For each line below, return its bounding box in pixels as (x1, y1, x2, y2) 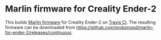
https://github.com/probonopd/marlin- (76, 24, 154, 30)
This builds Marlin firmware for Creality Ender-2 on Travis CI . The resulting (5, 19, 156, 25)
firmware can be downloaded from (5, 24, 76, 30)
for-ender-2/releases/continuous (5, 29, 72, 35)
